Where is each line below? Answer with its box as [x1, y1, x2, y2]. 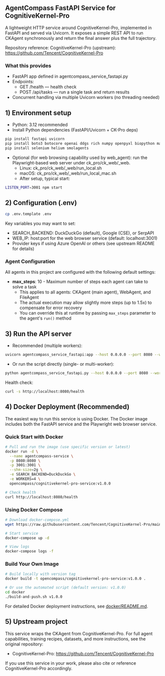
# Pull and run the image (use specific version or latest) [5, 444, 131, 450]
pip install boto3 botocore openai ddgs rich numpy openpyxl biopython [5, 141, 155, 146]
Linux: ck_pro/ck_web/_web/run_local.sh [19, 165, 102, 171]
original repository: [5, 641, 43, 647]
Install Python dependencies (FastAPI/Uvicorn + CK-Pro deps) [12, 127, 138, 132]
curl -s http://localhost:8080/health [5, 389, 84, 394]
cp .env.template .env [5, 212, 52, 217]
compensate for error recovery [19, 305, 82, 311]
